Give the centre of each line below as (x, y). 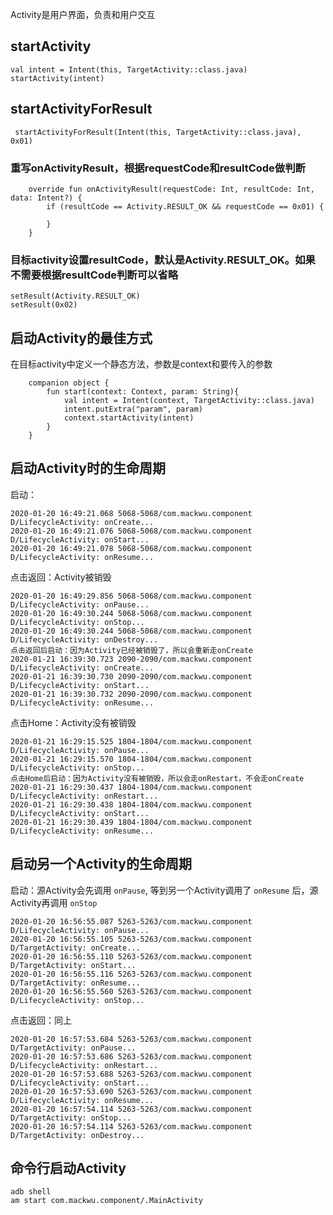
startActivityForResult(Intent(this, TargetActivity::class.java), (158, 132)
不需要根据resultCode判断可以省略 (94, 275)
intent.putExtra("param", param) (133, 409)
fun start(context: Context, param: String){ (143, 392)
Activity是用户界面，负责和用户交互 (83, 14)
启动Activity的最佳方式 (81, 338)
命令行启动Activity (68, 1168)
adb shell (31, 1192)
